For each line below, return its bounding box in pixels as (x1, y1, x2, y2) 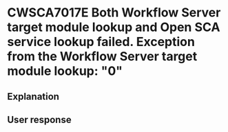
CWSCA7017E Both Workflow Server (7, 5, 221, 21)
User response (7, 113, 72, 125)
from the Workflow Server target (7, 49, 198, 65)
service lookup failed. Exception (7, 34, 195, 49)
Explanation (7, 91, 60, 102)
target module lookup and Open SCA (7, 19, 220, 35)
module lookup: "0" (7, 63, 123, 79)
